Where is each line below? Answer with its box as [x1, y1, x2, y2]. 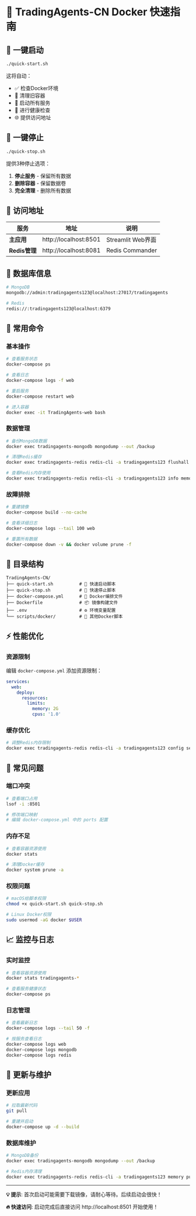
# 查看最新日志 [6, 1020, 38, 1026]
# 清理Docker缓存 [6, 862, 45, 867]
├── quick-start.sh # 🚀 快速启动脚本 [6, 581, 116, 587]
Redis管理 [9, 247, 37, 255]
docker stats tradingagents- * [6, 975, 80, 981]
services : [6, 678, 30, 684]
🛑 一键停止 [6, 133, 44, 143]
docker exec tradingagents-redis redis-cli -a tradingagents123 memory [6, 1174, 184, 1180]
